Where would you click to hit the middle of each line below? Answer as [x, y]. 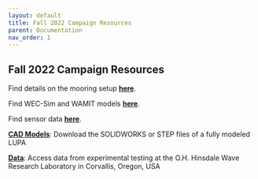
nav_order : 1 [29, 37]
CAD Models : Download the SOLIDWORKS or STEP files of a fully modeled [129, 134]
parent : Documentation [45, 30]
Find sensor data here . [45, 119]
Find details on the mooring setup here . [72, 88]
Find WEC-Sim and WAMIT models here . [74, 104]
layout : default [35, 15]
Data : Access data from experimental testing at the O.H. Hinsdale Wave [124, 158]
